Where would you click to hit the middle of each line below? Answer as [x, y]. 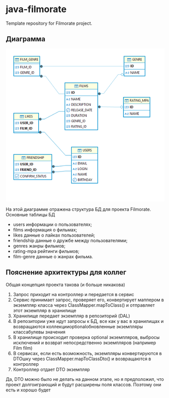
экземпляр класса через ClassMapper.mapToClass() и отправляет [84, 305]
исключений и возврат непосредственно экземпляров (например [84, 343]
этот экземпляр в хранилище [45, 310]
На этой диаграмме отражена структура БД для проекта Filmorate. [78, 209]
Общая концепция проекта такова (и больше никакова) [66, 285]
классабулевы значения [39, 332]
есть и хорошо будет [28, 390]
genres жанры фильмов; [39, 246]
